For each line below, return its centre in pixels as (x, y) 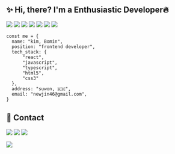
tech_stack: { (29, 52)
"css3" (30, 78)
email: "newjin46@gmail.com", (49, 94)
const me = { (23, 36)
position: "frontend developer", (54, 47)
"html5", (33, 73)
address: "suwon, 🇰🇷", (41, 89)
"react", (33, 57)
